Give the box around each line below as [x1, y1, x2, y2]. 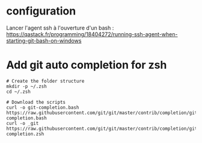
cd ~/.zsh [6, 89, 31, 95]
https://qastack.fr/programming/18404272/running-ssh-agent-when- [6, 30, 178, 37]
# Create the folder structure [6, 78, 85, 84]
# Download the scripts [6, 99, 66, 105]
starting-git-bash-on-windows [6, 37, 82, 44]
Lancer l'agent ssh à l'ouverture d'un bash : [6, 24, 114, 31]
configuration [6, 4, 76, 18]
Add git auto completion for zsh [6, 59, 167, 72]
